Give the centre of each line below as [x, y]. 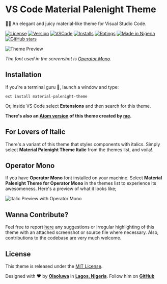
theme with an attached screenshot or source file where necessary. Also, [82, 232]
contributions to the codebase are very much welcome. [63, 238]
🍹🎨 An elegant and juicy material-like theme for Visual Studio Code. [76, 23]
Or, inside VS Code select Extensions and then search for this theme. [78, 106]
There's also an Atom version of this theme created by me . [68, 115]
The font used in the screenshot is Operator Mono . [59, 58]
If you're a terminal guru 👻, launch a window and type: [62, 87]
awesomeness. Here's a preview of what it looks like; [61, 189]
